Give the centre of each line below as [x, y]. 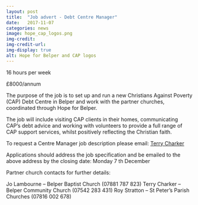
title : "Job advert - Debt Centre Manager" [62, 17]
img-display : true [29, 50]
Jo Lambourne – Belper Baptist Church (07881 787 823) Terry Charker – [94, 184]
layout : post [22, 12]
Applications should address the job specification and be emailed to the [93, 155]
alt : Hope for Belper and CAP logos [51, 56]
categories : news [27, 28]
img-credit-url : [26, 45]
